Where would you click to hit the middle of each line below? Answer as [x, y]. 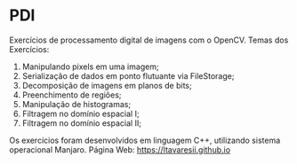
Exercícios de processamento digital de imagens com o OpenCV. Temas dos [149, 40]
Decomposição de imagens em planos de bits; [107, 85]
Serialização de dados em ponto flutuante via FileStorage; [128, 75]
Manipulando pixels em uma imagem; [90, 66]
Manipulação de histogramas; [76, 104]
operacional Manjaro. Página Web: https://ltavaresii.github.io [120, 149]
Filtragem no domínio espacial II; [82, 123]
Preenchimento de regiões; [72, 95]
